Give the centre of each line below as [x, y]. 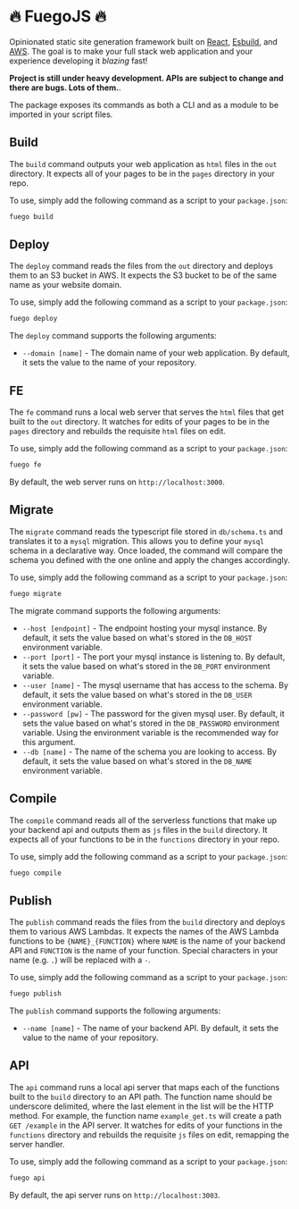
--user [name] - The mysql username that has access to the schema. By [155, 684]
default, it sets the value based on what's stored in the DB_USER [137, 694]
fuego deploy [33, 319]
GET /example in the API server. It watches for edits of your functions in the [146, 1125]
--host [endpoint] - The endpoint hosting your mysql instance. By [145, 628]
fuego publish [36, 994]
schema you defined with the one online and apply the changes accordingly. [149, 559]
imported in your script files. [61, 114]
